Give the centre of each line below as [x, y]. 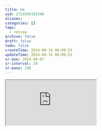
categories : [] [20, 23]
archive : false [20, 37]
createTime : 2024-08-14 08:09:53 [39, 50]
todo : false [17, 46]
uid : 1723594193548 [25, 14]
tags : [10, 28]
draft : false [18, 41]
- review [18, 32]
